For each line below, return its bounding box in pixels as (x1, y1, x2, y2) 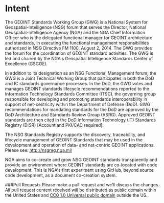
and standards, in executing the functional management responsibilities (5, 40, 149, 45)
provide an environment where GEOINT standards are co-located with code (5, 162, 158, 168)
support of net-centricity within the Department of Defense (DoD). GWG (5, 101, 151, 107)
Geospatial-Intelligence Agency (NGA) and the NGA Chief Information (5, 29, 145, 35)
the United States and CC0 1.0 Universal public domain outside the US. (5, 192, 148, 198)
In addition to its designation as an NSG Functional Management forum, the (5, 70, 157, 76)
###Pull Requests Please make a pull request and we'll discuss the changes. (5, 181, 160, 187)
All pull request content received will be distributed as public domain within (5, 187, 157, 193)
